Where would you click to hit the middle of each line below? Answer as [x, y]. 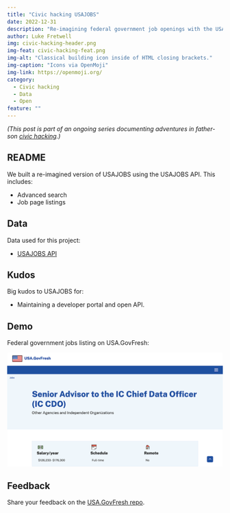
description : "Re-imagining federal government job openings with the [110, 29]
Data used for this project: [44, 240]
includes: [20, 181]
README [26, 158]
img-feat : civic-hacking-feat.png [56, 51]
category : [21, 80]
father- [205, 129]
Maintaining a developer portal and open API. [81, 305]
